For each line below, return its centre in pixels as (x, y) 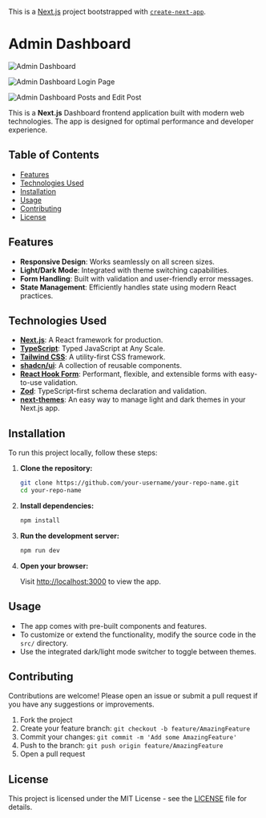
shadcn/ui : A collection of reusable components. (101, 366)
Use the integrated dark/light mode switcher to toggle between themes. (138, 651)
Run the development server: (70, 536)
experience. (28, 130)
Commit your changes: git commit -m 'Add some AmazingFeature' (129, 737)
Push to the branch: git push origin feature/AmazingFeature (121, 746)
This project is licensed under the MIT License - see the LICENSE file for (127, 799)
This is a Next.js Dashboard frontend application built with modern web (126, 112)
